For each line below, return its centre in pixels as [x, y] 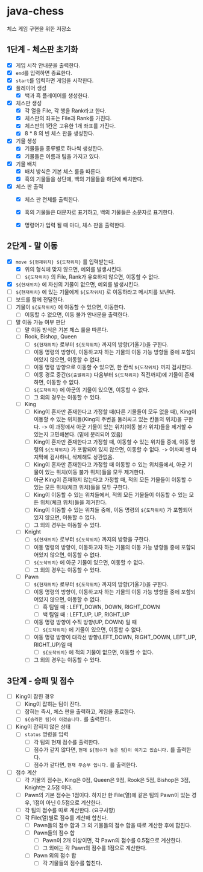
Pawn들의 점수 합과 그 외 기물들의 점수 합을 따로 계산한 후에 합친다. [113, 825]
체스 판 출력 [30, 186]
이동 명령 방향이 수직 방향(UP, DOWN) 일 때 [85, 622]
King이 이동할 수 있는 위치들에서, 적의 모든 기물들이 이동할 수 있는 [111, 495]
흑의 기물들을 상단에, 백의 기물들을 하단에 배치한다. [84, 179]
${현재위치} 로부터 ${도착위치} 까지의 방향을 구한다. [92, 540]
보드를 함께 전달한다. [40, 300]
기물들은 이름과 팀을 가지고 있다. [62, 156]
